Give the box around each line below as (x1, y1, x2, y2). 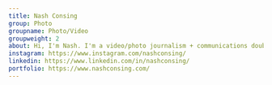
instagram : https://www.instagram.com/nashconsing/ (8, 49, 186, 57)
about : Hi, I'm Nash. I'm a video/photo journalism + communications (8, 42, 249, 50)
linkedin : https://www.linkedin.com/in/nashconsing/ (8, 57, 190, 66)
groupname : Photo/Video (8, 27, 89, 35)
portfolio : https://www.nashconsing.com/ (8, 65, 151, 73)
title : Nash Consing (8, 11, 79, 20)
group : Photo (8, 19, 53, 28)
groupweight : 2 (8, 34, 60, 43)
